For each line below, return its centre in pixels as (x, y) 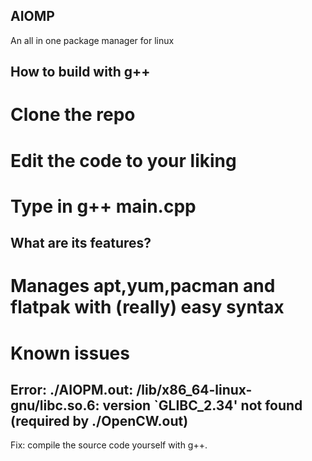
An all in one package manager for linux (92, 40)
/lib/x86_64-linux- (194, 389)
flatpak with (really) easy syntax (147, 307)
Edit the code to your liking (123, 160)
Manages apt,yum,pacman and (143, 286)
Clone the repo (73, 115)
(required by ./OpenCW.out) (99, 420)
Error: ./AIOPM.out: (72, 389)
